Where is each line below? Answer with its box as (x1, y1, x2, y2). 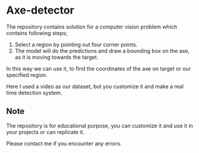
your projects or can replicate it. (6, 128, 85, 135)
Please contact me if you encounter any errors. (6, 140, 122, 147)
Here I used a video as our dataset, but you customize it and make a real (6, 82, 184, 90)
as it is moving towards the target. (14, 53, 98, 60)
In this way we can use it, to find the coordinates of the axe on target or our (6, 65, 191, 72)
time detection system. (6, 89, 63, 96)
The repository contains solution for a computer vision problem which (6, 23, 178, 30)
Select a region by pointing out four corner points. (14, 41, 138, 48)
